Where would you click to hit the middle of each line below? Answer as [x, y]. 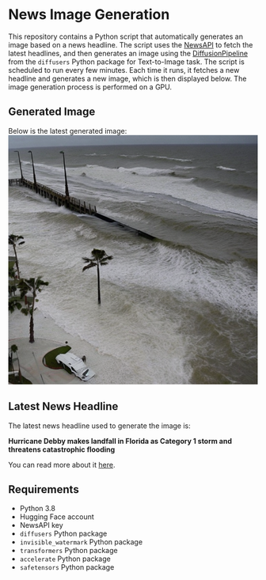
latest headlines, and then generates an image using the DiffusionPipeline [128, 53]
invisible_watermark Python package [81, 542]
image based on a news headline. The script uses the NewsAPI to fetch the [131, 44]
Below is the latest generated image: [68, 131]
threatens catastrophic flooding [62, 449]
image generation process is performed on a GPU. [90, 87]
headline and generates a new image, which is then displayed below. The [127, 78]
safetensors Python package [67, 567]
